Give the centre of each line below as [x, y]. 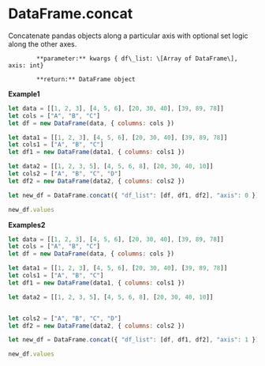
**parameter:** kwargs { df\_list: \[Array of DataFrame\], [137, 58]
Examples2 [27, 225]
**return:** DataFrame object [86, 79]
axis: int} [26, 65]
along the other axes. [43, 43]
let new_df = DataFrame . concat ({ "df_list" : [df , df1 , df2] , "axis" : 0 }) [134, 195]
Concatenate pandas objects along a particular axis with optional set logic [128, 36]
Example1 [24, 94]
